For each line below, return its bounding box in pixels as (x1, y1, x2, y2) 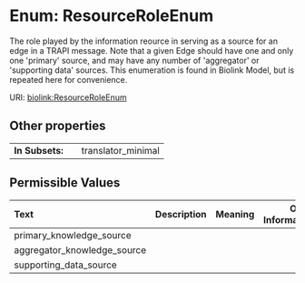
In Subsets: (14, 144, 64, 157)
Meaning (215, 207, 255, 220)
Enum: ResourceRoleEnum (9, 5, 214, 26)
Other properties (9, 118, 106, 134)
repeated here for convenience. (9, 74, 128, 85)
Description (154, 207, 207, 220)
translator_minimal (81, 144, 161, 157)
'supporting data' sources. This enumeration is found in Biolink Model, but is (9, 65, 295, 76)
